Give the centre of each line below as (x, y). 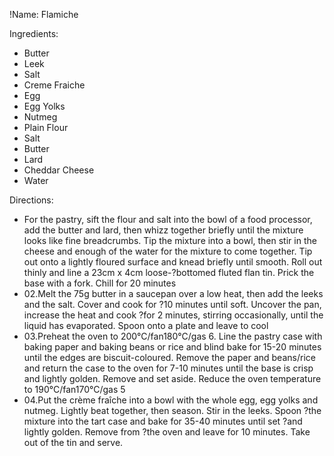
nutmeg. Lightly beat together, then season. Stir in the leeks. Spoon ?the (172, 410)
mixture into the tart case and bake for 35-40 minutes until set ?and (163, 421)
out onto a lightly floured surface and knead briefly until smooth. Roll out (173, 262)
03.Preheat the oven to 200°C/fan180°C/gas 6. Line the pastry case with (173, 336)
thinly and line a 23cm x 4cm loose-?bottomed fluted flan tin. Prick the (169, 272)
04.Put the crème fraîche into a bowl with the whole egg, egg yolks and (171, 400)
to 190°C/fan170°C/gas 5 (74, 389)
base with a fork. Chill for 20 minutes (100, 283)
